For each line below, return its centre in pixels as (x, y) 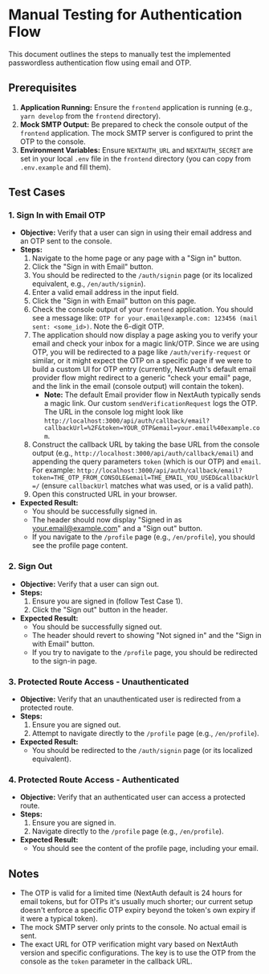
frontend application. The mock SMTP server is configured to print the (137, 133)
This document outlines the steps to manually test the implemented (120, 54)
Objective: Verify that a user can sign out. (89, 583)
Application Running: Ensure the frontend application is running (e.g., (136, 107)
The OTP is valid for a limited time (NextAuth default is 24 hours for (131, 893)
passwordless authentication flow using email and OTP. (100, 63)
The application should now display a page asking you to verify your (145, 335)
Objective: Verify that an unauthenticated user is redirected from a (130, 699)
